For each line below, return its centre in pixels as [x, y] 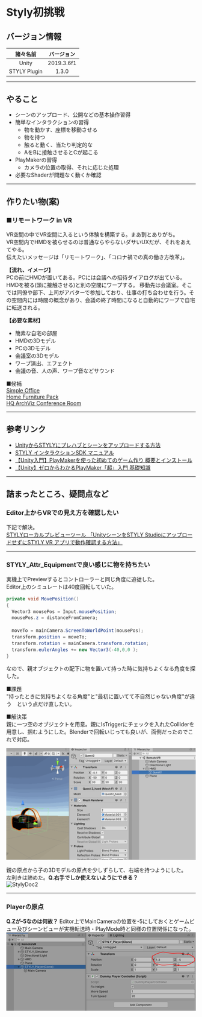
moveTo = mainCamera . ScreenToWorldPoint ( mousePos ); [78, 631]
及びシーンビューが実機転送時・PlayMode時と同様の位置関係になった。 [105, 928]
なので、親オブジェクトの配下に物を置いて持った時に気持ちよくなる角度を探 [101, 668]
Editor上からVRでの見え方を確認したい [63, 513]
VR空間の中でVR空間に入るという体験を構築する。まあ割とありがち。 [92, 235]
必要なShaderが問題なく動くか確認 [58, 175]
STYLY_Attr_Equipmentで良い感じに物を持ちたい [78, 565]
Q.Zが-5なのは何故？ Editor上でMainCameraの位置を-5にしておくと [90, 921]
